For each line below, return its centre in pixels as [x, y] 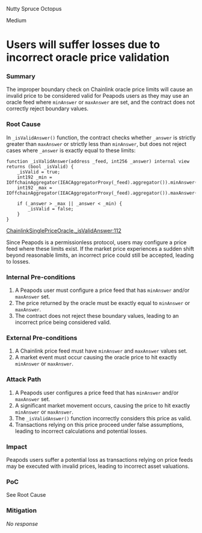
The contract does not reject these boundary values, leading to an [97, 316]
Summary [21, 77]
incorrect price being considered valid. [63, 323]
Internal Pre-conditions [41, 277]
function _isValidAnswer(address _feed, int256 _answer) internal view [98, 161]
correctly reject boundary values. [47, 109]
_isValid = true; [39, 172]
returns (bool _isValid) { [40, 166]
